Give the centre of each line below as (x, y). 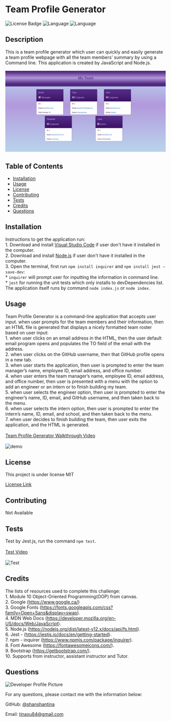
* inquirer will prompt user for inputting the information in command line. (82, 277)
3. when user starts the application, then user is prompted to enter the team (84, 365)
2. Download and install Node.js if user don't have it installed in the (75, 255)
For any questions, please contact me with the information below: (74, 694)
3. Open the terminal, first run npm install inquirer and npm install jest (83, 266)
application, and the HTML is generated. (48, 425)
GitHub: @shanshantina (30, 704)
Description (24, 40)
